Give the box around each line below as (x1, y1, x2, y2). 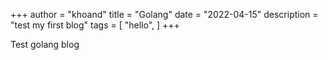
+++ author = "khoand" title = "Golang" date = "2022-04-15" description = (10, 9, 319, 20)
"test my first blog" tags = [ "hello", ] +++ (10, 19, 180, 31)
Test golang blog (10, 39, 80, 50)
